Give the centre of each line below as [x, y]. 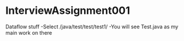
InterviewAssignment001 [68, 11]
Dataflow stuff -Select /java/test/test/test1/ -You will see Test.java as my [92, 27]
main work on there [29, 32]
